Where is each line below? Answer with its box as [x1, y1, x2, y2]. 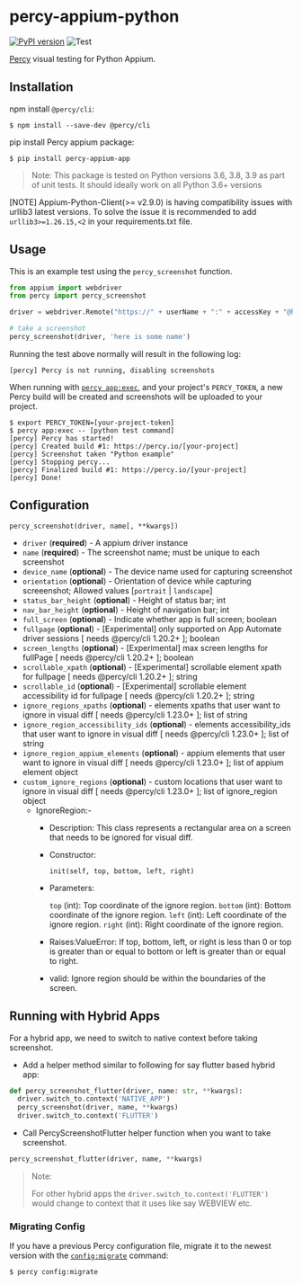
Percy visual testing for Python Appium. [9, 53, 156, 64]
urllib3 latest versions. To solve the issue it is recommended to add [9, 206, 257, 217]
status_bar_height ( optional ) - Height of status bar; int [22, 594, 226, 605]
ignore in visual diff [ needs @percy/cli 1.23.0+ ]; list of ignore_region [22, 785, 278, 797]
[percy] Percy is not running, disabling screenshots [9, 366, 216, 375]
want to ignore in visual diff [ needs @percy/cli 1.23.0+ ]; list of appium [22, 757, 285, 768]
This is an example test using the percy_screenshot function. [9, 265, 233, 276]
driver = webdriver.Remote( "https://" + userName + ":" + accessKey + [9, 308, 280, 317]
